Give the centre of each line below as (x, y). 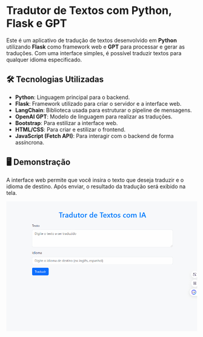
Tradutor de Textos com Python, (89, 11)
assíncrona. (29, 142)
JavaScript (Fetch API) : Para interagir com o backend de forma (94, 136)
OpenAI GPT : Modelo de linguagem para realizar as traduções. (94, 117)
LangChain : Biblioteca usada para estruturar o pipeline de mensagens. (103, 110)
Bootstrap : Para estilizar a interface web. (66, 123)
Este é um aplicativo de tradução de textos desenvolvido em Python (92, 40)
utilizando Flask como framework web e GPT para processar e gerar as (95, 47)
